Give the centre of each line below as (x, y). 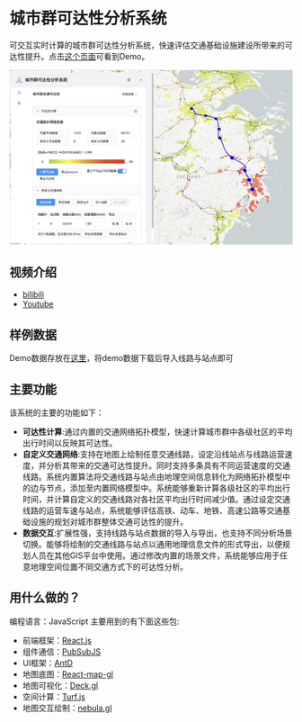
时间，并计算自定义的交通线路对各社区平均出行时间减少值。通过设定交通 (156, 499)
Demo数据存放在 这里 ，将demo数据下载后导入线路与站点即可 (121, 358)
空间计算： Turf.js (53, 696)
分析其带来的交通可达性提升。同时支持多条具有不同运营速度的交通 (168, 465)
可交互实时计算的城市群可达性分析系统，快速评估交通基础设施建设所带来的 (147, 45)
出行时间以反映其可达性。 (70, 443)
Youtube (38, 304)
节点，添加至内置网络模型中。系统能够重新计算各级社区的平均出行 (168, 488)
